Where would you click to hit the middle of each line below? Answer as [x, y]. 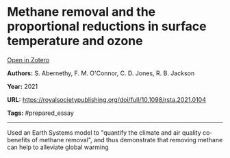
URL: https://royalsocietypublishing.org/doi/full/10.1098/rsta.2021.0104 [107, 99]
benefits [19, 140]
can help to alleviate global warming [58, 147]
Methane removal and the [81, 12]
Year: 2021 [23, 86]
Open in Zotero [28, 60]
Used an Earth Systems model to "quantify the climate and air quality [104, 132]
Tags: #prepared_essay [40, 113]
